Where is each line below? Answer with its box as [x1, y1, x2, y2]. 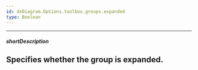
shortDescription [6, 38, 49, 45]
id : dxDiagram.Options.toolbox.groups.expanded [6, 8, 126, 15]
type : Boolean [6, 14, 41, 20]
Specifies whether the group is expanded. [6, 55, 164, 65]
